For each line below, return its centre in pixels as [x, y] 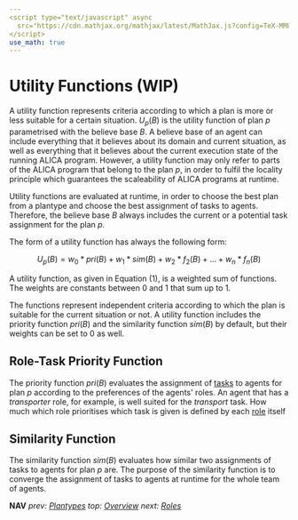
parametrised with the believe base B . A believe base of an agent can [136, 132]
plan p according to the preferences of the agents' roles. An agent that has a [149, 392]
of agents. [28, 489]
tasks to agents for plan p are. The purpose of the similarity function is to [142, 470]
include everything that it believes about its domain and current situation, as [148, 141]
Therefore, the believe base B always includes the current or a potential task [149, 215]
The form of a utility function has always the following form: [118, 242]
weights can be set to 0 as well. [67, 333]
